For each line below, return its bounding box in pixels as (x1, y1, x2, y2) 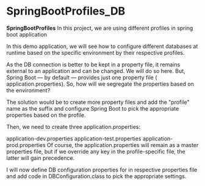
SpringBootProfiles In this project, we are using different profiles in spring (6, 24, 193, 32)
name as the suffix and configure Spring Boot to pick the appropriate (6, 105, 179, 112)
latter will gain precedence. (6, 154, 75, 162)
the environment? (6, 86, 51, 94)
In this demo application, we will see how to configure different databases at (6, 43, 198, 50)
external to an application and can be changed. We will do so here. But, (6, 67, 185, 74)
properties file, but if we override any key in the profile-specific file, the (6, 148, 185, 155)
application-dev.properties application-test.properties (6, 135, 142, 142)
